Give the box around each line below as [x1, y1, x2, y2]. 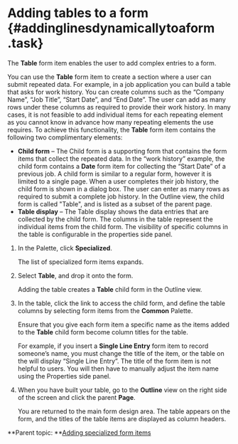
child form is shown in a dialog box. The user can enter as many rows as [17, 184, 229, 193]
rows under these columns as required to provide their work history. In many [7, 102, 231, 111]
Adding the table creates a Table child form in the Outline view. [17, 285, 202, 293]
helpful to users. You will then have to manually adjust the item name [17, 364, 219, 373]
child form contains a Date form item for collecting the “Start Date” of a [17, 162, 226, 170]
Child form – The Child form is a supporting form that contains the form [17, 147, 227, 155]
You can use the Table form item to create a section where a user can [7, 73, 212, 81]
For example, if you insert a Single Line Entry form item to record [17, 342, 209, 350]
